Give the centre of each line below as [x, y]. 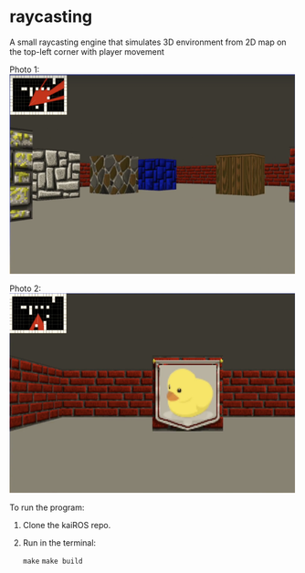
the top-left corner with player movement [87, 51]
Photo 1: [25, 69]
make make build [53, 561]
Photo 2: [25, 288]
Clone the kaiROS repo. [67, 525]
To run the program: [47, 507]
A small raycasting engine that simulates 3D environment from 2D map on [148, 42]
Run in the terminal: [59, 542]
